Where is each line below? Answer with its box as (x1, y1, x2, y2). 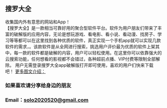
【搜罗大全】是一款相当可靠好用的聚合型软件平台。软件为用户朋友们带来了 (5, 25, 158, 31)
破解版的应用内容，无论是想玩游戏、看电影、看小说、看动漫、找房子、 (13, 31, 158, 37)
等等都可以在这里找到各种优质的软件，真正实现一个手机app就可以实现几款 (9, 37, 162, 43)
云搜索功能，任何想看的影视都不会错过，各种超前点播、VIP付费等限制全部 (5, 56, 156, 62)
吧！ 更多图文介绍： (5, 68, 46, 74)
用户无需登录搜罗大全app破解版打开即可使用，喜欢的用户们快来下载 (14, 62, 154, 68)
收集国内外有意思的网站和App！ (5, 19, 71, 25)
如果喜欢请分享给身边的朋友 (5, 82, 72, 89)
